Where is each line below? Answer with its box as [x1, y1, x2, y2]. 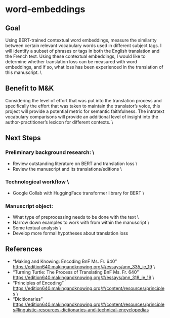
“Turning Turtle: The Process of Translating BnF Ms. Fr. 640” [12, 269, 139, 275]
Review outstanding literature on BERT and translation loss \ [12, 161, 138, 167]
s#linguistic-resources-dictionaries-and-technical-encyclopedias [12, 306, 149, 312]
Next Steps [5, 134, 41, 142]
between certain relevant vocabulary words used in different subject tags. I [5, 43, 162, 49]
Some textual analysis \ [12, 225, 62, 231]
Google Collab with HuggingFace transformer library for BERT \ [12, 190, 144, 196]
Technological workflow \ [5, 178, 69, 185]
